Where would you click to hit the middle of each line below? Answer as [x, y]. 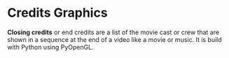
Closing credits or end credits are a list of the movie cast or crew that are [113, 32]
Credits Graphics [57, 13]
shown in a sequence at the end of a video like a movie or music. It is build [114, 39]
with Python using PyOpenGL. [50, 47]
